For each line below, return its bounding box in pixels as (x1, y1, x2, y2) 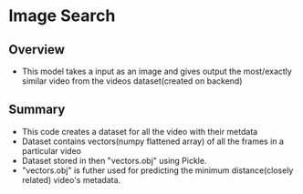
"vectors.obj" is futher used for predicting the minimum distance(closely (21, 165, 294, 176)
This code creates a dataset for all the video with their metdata (21, 126, 258, 137)
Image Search (8, 5, 116, 26)
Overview (8, 42, 66, 57)
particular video (21, 145, 81, 156)
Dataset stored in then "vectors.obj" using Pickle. (21, 155, 207, 166)
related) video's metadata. (21, 174, 121, 185)
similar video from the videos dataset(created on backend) (21, 76, 243, 87)
